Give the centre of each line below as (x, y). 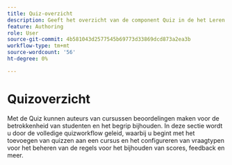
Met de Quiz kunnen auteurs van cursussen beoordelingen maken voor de (114, 118)
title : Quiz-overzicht (40, 14)
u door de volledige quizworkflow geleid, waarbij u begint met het (101, 133)
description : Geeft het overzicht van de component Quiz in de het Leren (116, 20)
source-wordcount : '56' (42, 53)
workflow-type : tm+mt (39, 46)
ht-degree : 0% (28, 59)
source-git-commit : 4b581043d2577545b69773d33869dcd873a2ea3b (99, 40)
